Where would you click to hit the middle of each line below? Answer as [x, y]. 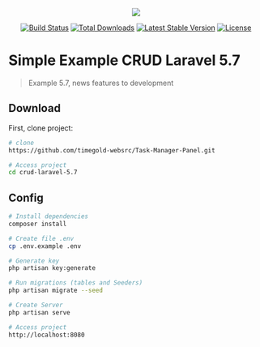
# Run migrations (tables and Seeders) [76, 283]
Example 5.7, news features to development [101, 83]
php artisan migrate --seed [56, 291]
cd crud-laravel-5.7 [43, 173]
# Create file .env [41, 238]
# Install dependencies [49, 216]
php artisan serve [39, 312]
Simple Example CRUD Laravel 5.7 [124, 60]
